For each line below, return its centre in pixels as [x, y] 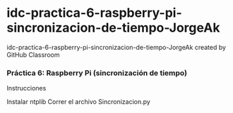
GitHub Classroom [33, 55]
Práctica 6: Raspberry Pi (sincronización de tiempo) [97, 73]
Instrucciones [26, 88]
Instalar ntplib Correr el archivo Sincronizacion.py [79, 102]
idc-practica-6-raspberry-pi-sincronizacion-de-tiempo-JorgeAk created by [116, 47]
